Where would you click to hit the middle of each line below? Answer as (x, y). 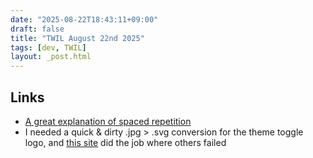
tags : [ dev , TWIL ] (48, 47)
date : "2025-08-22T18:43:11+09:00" (84, 19)
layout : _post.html (51, 57)
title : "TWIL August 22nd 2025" (77, 38)
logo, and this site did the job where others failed (125, 142)
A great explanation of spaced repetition (108, 121)
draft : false (37, 29)
